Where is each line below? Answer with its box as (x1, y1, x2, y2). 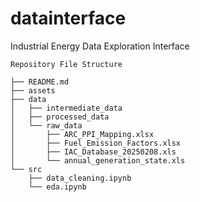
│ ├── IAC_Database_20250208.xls (10, 147, 177, 157)
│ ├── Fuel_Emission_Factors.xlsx (10, 138, 182, 148)
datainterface (10, 7, 127, 30)
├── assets (10, 85, 56, 96)
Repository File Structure (10, 59, 123, 69)
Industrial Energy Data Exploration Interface (10, 40, 190, 52)
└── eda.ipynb (28, 182, 87, 192)
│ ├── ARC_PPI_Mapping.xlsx (10, 129, 155, 139)
